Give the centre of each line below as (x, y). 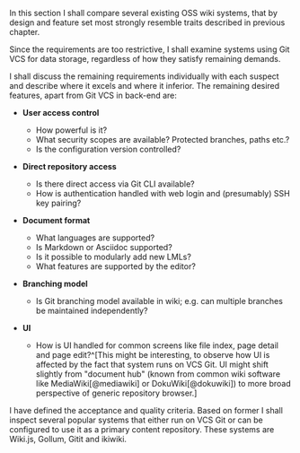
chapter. (25, 32)
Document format (56, 220)
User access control (61, 113)
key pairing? (58, 203)
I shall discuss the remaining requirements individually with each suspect (145, 76)
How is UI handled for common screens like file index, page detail (157, 345)
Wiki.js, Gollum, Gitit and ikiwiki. (68, 439)
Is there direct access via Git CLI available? (115, 184)
